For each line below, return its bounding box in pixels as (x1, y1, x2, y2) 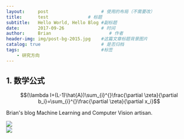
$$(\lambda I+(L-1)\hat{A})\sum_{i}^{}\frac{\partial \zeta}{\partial (20, 92, 178, 99)
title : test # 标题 (6, 14, 103, 20)
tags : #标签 (6, 47, 113, 53)
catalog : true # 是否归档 (6, 42, 124, 48)
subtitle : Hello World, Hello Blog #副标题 (6, 19, 117, 25)
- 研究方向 (17, 52, 40, 58)
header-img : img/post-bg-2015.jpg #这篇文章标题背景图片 (6, 36, 148, 42)
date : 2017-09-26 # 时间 (6, 25, 116, 31)
